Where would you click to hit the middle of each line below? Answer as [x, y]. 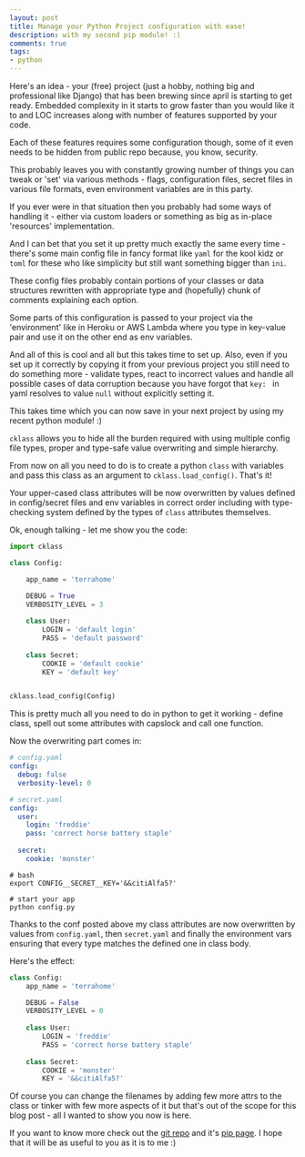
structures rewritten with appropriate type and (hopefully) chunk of [135, 290]
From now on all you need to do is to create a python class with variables [147, 466]
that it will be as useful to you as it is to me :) [93, 1142]
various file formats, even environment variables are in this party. [131, 189]
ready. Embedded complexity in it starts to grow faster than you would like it [152, 105]
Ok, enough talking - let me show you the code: [99, 530]
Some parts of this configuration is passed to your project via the [131, 318]
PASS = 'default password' [93, 638]
